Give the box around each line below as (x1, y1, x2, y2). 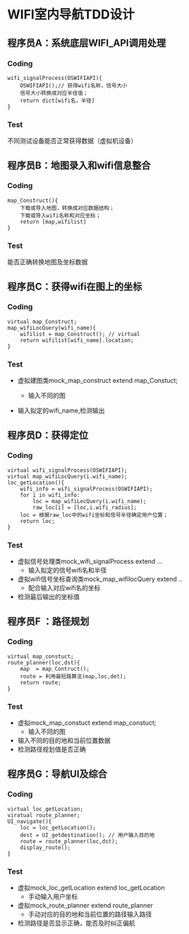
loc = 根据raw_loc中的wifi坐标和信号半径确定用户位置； (20, 511, 169, 519)
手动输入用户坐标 (28, 892, 78, 901)
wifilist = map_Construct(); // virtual (20, 330, 140, 338)
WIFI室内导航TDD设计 (7, 6, 135, 23)
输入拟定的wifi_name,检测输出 (17, 406, 105, 415)
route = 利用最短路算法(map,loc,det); (20, 673, 127, 680)
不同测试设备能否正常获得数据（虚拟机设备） (7, 137, 138, 145)
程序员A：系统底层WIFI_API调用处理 (7, 37, 166, 49)
